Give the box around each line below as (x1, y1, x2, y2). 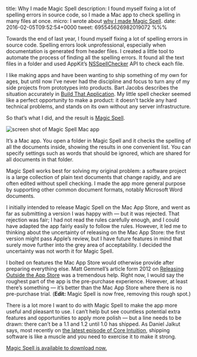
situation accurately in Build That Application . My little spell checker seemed (6, 91, 191, 97)
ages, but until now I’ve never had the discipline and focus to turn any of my (6, 78, 190, 85)
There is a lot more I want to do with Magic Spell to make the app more (6, 302, 178, 309)
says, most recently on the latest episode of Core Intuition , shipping (6, 327, 170, 333)
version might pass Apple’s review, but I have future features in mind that (6, 235, 182, 242)
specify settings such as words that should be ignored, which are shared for (6, 150, 191, 157)
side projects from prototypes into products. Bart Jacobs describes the (6, 84, 178, 91)
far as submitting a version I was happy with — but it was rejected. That (6, 210, 179, 217)
